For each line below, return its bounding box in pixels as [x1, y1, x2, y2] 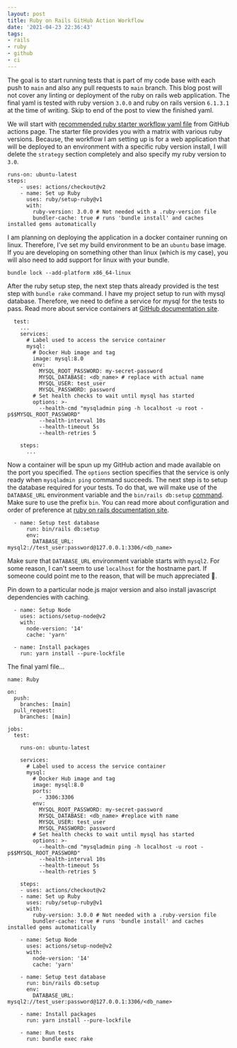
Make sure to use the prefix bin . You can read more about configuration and [7, 498, 229, 506]
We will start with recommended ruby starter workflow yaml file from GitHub [7, 120, 230, 128]
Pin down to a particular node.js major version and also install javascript [7, 585, 216, 593]
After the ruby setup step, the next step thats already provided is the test [7, 281, 219, 290]
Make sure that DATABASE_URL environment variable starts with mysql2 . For [7, 557, 220, 565]
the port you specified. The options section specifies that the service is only [7, 468, 230, 477]
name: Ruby [7, 676, 40, 683]
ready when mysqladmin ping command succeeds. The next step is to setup [7, 475, 228, 484]
